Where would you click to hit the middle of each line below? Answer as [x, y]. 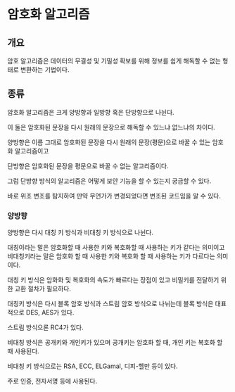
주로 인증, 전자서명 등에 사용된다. [52, 381]
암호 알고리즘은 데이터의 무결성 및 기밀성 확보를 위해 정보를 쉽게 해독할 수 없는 [114, 61]
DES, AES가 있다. [50, 312]
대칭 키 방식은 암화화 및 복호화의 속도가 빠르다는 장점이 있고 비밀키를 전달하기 [113, 280]
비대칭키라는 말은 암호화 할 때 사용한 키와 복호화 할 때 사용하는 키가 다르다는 [112, 256]
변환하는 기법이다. [45, 70]
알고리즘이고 [32, 151]
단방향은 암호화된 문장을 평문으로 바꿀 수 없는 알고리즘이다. [88, 165]
